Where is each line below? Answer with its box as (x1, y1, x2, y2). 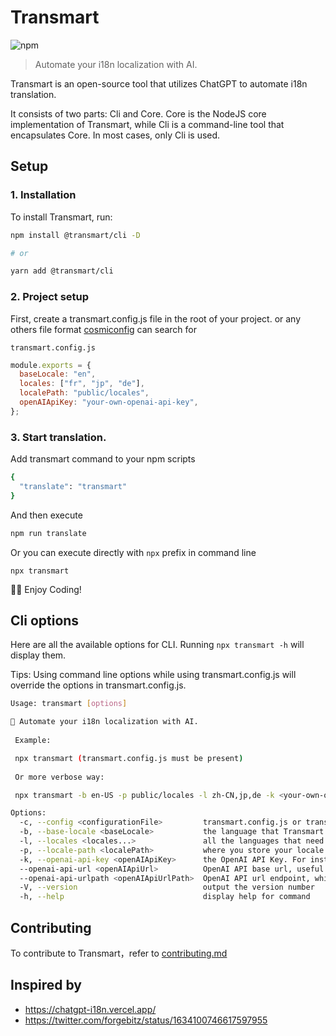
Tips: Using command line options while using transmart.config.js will (10, 669, 297, 681)
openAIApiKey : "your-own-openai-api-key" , (19, 397, 199, 408)
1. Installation (10, 188, 77, 202)
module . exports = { (10, 360, 92, 370)
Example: (14, 736, 52, 746)
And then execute (10, 509, 83, 521)
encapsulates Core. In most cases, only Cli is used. (10, 129, 221, 141)
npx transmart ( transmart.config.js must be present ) (14, 753, 244, 763)
